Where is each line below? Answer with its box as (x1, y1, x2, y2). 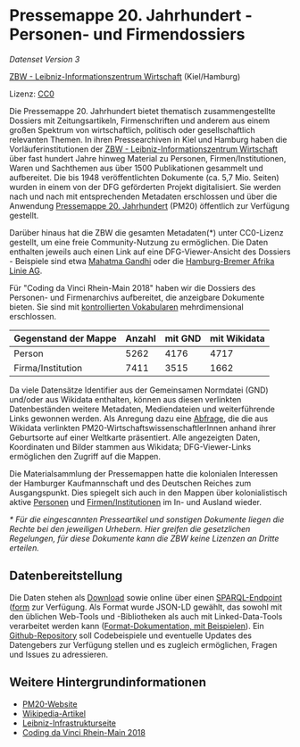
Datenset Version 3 (9, 54, 80, 64)
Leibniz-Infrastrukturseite (21, 718, 116, 728)
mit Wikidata (209, 332, 265, 344)
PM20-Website (21, 698, 78, 710)
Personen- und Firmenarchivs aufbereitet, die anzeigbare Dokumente (9, 292, 265, 303)
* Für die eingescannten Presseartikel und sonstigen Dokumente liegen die (9, 514, 285, 525)
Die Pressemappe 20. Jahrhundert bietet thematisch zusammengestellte (9, 105, 276, 116)
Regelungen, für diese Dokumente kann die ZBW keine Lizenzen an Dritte (9, 533, 279, 544)
